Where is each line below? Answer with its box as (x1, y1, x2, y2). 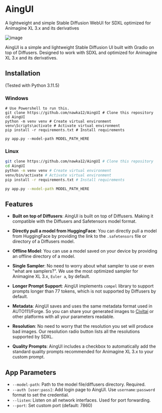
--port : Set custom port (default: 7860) (12, 403, 92, 409)
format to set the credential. (12, 392, 69, 398)
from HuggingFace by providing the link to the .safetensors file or (12, 233, 147, 239)
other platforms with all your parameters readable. (12, 313, 115, 320)
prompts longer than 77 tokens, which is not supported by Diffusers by (12, 288, 157, 294)
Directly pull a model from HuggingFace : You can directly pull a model (12, 228, 157, 234)
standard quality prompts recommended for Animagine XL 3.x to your (12, 349, 154, 355)
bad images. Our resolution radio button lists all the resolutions (12, 328, 140, 335)
